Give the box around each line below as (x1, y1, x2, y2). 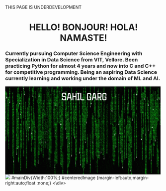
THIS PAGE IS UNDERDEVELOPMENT (5, 4, 82, 10)
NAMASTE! (59, 32, 108, 44)
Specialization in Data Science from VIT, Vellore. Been (5, 56, 138, 63)
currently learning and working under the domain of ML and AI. (5, 75, 161, 82)
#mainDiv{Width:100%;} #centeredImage (11, 175, 96, 181)
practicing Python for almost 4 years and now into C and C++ (5, 62, 156, 69)
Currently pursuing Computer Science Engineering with (5, 50, 143, 57)
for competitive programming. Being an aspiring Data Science (5, 69, 158, 76)
